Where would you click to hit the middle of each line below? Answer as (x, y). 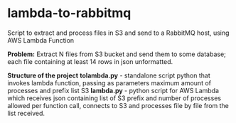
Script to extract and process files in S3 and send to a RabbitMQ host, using (118, 33)
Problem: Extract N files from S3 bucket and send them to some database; (117, 54)
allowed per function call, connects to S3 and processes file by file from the (118, 105)
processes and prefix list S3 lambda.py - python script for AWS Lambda (113, 90)
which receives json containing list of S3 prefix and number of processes (114, 98)
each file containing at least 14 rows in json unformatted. (90, 61)
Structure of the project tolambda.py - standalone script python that (109, 75)
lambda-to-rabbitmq (69, 13)
